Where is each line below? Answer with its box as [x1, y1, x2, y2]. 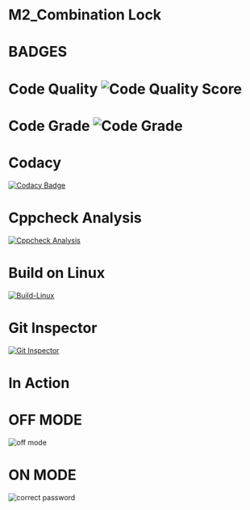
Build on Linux [8, 263, 106, 282]
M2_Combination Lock [8, 6, 162, 24]
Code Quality [8, 79, 98, 98]
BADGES [8, 43, 68, 61]
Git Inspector [8, 318, 98, 337]
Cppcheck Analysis [8, 209, 143, 227]
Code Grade [8, 116, 90, 135]
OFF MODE [8, 411, 82, 429]
